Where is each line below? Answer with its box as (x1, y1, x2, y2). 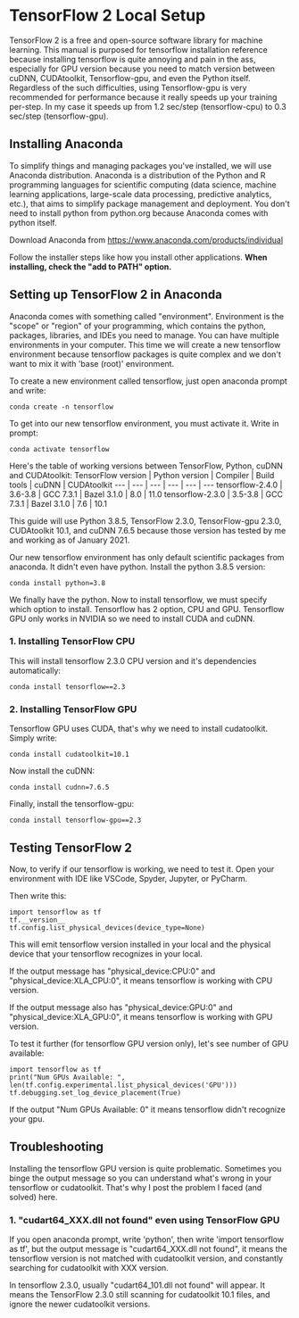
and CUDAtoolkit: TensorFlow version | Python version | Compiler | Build (9, 469, 275, 480)
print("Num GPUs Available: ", (9, 1073, 126, 1082)
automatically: (9, 665, 61, 676)
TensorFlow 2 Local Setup (9, 5, 206, 26)
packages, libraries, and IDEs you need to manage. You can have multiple (9, 329, 279, 340)
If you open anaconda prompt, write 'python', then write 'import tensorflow (9, 1234, 284, 1245)
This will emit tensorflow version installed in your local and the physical (9, 939, 271, 949)
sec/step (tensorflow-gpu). (9, 111, 109, 121)
